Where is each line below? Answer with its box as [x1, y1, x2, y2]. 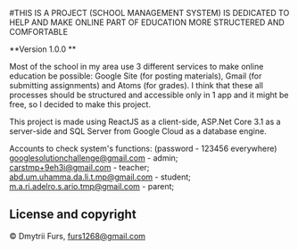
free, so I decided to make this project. [9, 99, 152, 110]
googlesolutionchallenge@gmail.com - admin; [9, 153, 178, 163]
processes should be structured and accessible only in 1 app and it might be [9, 89, 289, 100]
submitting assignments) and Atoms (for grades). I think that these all [9, 80, 263, 90]
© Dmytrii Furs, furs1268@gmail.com [9, 230, 145, 241]
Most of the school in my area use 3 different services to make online [9, 62, 264, 71]
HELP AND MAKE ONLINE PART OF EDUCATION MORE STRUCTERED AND [9, 17, 286, 28]
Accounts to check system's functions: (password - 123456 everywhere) [9, 143, 277, 154]
